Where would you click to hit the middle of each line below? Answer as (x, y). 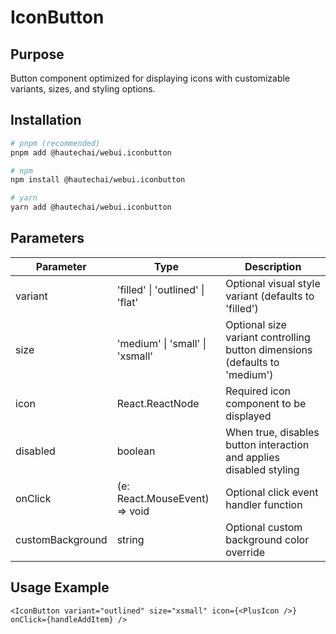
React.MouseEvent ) (163, 498)
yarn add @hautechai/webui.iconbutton (91, 207)
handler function (264, 504)
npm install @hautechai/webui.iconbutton (98, 180)
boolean (136, 451)
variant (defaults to (270, 296)
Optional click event (272, 492)
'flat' (127, 302)
